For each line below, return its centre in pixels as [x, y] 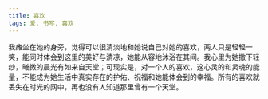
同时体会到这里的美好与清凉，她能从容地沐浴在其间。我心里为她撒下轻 [144, 57]
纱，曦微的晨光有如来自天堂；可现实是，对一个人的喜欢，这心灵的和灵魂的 [130, 67]
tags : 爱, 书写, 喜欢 [41, 23]
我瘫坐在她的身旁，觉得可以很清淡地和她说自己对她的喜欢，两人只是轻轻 [127, 47]
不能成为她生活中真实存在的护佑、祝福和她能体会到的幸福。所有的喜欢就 [141, 77]
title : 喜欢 [27, 16]
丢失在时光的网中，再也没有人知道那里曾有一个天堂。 [96, 87]
